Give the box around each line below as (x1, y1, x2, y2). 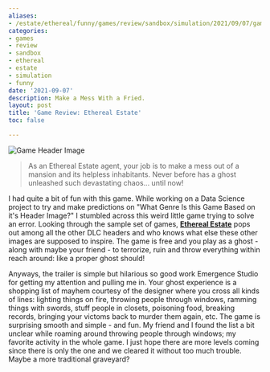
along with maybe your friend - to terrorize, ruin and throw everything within (8, 244, 260, 254)
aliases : (8, 11, 38, 20)
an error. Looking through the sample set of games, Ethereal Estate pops (8, 219, 251, 229)
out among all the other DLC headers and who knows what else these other (8, 227, 259, 237)
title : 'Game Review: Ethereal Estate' (8, 109, 142, 117)
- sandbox (8, 49, 42, 57)
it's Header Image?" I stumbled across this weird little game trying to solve (8, 211, 255, 220)
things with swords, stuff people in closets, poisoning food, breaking (8, 303, 235, 313)
